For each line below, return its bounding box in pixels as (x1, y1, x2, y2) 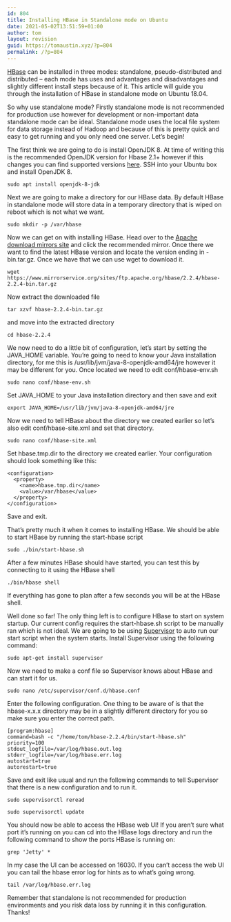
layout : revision (7, 36, 57, 43)
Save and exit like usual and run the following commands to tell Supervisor (7, 776, 219, 784)
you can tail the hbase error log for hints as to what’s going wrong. (7, 867, 196, 876)
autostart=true (7, 757, 51, 765)
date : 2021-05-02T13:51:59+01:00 (7, 23, 103, 30)
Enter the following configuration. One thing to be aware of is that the (7, 699, 204, 707)
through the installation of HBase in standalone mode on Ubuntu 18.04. (7, 89, 208, 97)
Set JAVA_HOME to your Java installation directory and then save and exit (7, 391, 217, 399)
